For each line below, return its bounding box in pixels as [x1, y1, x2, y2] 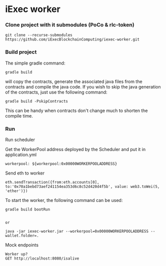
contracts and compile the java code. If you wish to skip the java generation [5, 83, 161, 89]
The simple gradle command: [5, 60, 65, 66]
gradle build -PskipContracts [5, 98, 68, 103]
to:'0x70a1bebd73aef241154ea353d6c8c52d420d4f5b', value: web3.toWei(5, [5, 184, 160, 189]
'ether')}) [5, 188, 28, 193]
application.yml [5, 151, 36, 158]
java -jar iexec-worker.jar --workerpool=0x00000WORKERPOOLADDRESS [5, 229, 149, 234]
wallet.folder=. [5, 233, 39, 238]
